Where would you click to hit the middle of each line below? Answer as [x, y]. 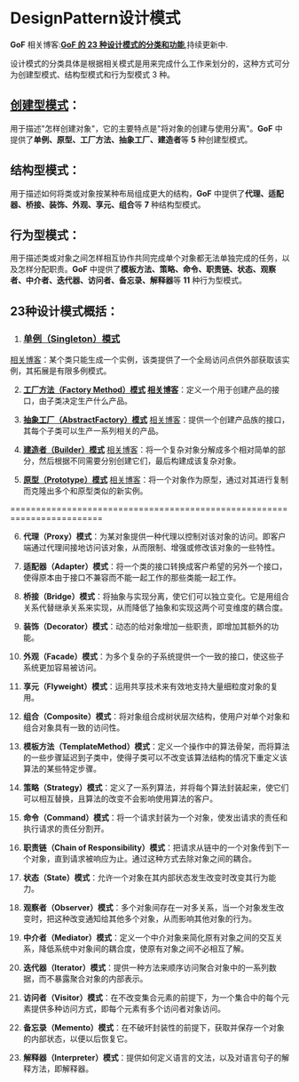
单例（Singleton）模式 [71, 339]
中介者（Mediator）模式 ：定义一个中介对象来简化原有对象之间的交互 [149, 938]
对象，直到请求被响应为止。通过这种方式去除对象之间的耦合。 [143, 859]
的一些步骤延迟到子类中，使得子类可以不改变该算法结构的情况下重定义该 [155, 757]
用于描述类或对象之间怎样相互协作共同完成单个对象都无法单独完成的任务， [146, 258]
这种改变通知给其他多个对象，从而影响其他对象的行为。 [155, 919]
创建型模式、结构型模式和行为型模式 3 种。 [96, 74]
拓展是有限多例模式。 [72, 371]
